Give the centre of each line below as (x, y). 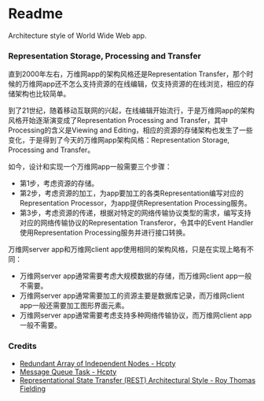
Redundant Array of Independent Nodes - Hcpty (97, 363)
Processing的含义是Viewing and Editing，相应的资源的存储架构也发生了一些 (131, 130)
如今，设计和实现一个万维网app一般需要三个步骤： (90, 167)
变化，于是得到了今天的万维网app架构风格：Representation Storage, (119, 140)
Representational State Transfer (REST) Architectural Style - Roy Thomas (137, 380)
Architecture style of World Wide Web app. (77, 35)
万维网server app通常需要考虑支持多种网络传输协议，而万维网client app (136, 315)
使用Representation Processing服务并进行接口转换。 (104, 232)
